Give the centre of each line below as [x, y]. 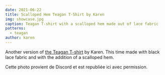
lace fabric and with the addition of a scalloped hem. [60, 57]
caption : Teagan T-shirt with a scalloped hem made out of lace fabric [82, 24]
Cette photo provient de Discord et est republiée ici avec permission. [76, 67]
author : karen [20, 38]
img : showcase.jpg [24, 19]
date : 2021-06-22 [23, 10]
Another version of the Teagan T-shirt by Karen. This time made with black [82, 52]
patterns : [16, 28]
